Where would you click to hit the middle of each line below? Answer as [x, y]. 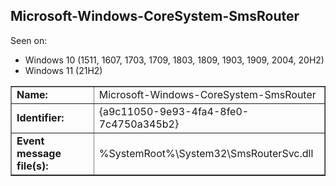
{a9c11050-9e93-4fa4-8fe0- [174, 111]
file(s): [32, 166]
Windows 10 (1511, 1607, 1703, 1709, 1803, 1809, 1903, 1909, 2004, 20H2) [174, 60]
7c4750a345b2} [139, 124]
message [39, 153]
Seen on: [29, 40]
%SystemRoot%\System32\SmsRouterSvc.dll [206, 153]
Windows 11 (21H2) [63, 70]
